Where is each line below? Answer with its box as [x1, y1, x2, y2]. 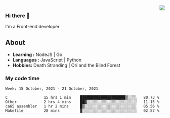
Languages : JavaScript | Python [12, 57, 82, 63]
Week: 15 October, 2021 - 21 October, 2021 [5, 86, 99, 91]
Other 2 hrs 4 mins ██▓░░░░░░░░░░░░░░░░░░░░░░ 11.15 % [5, 99, 159, 105]
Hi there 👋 [5, 12, 30, 19]
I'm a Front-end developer [5, 24, 60, 30]
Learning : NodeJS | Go [12, 51, 63, 57]
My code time [5, 75, 39, 82]
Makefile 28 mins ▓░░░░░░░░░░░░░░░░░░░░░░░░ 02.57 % [5, 108, 159, 113]
